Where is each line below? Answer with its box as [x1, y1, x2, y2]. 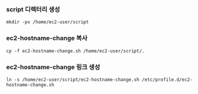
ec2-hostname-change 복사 [6, 34, 88, 42]
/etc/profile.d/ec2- [142, 76, 193, 83]
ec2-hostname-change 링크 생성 [6, 62, 100, 71]
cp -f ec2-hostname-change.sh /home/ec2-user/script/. [6, 48, 145, 54]
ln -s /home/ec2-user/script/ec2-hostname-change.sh [6, 76, 140, 83]
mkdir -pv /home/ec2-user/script [6, 19, 89, 25]
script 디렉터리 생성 [6, 5, 61, 13]
